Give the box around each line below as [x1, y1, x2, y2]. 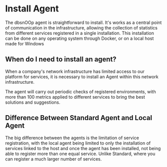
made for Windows [5, 40, 44, 46]
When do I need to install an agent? [5, 55, 117, 64]
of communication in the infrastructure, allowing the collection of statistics [5, 24, 158, 30]
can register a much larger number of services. [5, 156, 102, 162]
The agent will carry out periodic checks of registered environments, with [5, 88, 156, 95]
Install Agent [5, 3, 59, 14]
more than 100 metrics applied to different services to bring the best [5, 94, 146, 100]
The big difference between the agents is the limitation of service [5, 135, 140, 141]
